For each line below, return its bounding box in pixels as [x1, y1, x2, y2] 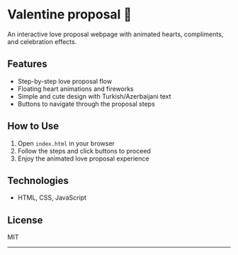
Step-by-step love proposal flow [17, 77, 112, 85]
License [7, 214, 43, 226]
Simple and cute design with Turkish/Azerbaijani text [17, 92, 171, 100]
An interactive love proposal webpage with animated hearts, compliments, [7, 30, 224, 38]
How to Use [7, 120, 59, 132]
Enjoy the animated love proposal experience [17, 154, 149, 163]
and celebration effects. [7, 37, 77, 45]
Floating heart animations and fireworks [17, 85, 134, 93]
